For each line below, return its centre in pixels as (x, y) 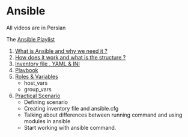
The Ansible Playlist (31, 39)
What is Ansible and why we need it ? (61, 51)
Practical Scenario (38, 96)
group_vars (38, 89)
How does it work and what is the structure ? (70, 57)
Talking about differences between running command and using (103, 115)
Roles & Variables (36, 76)
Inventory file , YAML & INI (47, 64)
